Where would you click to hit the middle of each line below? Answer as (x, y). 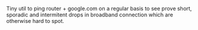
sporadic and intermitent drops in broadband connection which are (90, 15)
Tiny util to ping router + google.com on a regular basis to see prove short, (99, 9)
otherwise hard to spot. (35, 21)
